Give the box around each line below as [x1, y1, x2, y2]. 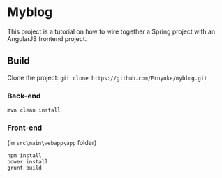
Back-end [7, 91, 41, 101]
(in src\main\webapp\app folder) [7, 139, 97, 147]
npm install [7, 152, 42, 159]
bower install [7, 158, 49, 165]
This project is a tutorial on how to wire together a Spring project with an [7, 27, 216, 36]
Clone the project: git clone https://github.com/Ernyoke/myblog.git [7, 73, 207, 82]
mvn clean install [7, 107, 61, 114]
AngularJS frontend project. [7, 34, 87, 43]
